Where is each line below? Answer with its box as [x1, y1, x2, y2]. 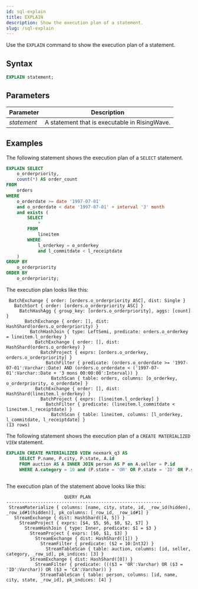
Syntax [6, 59, 33, 69]
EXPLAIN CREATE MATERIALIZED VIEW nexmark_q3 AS [6, 450, 128, 456]
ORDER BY [6, 270, 28, 276]
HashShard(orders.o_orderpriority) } [6, 323, 99, 329]
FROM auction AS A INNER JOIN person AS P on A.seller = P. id [19, 461, 176, 467]
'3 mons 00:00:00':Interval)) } [58, 370, 138, 376]
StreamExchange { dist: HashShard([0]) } [29, 556, 133, 562]
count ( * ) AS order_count [16, 176, 78, 182]
